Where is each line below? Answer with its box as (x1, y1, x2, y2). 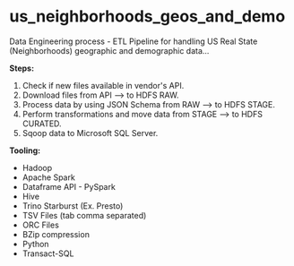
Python (22, 238, 49, 249)
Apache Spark (22, 172, 76, 183)
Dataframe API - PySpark (22, 181, 117, 192)
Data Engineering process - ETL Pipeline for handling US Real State (9, 36, 258, 47)
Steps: (9, 63, 34, 73)
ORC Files (22, 219, 60, 230)
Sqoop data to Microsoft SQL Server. (22, 127, 159, 138)
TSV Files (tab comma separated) (22, 210, 147, 220)
